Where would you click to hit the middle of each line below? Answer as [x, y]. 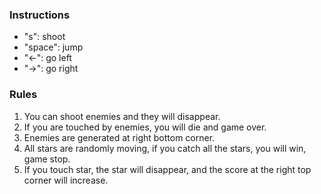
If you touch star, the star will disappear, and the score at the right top [167, 169]
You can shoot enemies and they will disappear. [122, 116]
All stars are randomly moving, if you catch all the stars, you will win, [165, 148]
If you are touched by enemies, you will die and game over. [145, 127]
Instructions [40, 15]
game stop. [47, 159]
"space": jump [53, 47]
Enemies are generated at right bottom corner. [119, 137]
